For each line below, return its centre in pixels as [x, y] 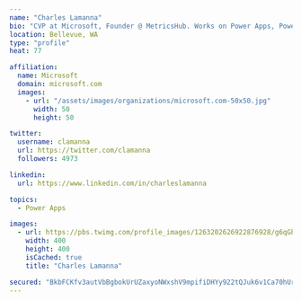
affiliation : [34, 67]
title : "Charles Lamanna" [74, 266]
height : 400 [48, 249]
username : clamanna [54, 142]
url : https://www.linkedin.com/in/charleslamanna [112, 183]
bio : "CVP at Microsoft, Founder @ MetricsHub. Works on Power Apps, [142, 26]
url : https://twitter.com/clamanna [84, 150]
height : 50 [53, 118]
